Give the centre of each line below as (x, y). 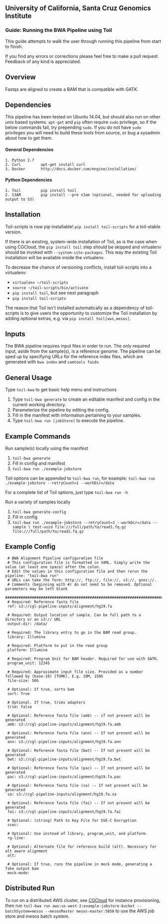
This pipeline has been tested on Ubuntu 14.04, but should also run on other (83, 117)
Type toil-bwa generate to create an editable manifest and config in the (86, 400)
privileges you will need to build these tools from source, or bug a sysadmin (83, 133)
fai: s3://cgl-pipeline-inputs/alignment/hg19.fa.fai (64, 812)
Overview (21, 77)
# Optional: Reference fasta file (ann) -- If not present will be (79, 733)
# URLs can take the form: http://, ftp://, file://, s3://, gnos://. (82, 580)
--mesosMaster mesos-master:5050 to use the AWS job (100, 911)
